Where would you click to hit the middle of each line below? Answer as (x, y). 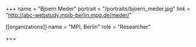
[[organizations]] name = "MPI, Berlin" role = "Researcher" (78, 27)
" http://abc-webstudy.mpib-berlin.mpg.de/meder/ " (69, 15)
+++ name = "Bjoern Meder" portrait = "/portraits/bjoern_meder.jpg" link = (98, 9)
